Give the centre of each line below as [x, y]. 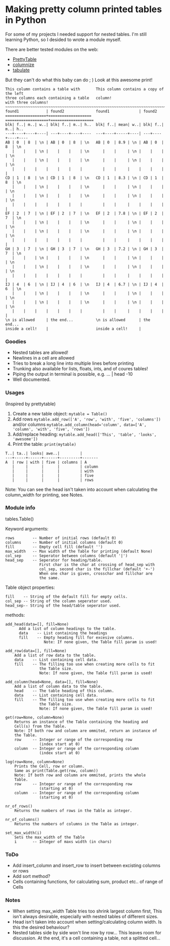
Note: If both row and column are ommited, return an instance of [86, 731]
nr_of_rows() [19, 806]
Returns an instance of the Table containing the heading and [81, 722]
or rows [20, 871]
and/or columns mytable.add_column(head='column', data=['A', [79, 424]
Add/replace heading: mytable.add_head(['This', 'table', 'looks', [84, 434]
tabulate [21, 70]
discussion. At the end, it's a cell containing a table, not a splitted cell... [87, 938]
